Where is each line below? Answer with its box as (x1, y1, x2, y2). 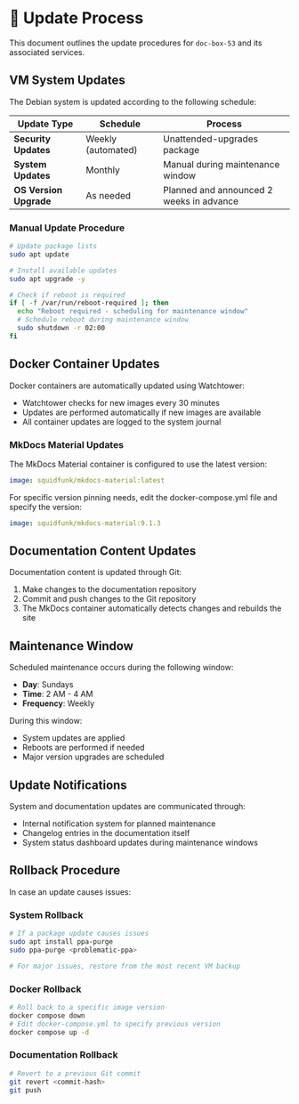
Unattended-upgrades (163, 133, 258, 145)
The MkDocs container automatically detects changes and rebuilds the (21, 603, 282, 613)
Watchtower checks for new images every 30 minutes (21, 397, 221, 408)
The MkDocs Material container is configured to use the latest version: (9, 459, 268, 469)
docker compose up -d (9, 1027, 90, 1036)
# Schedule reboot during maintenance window (17, 315, 190, 324)
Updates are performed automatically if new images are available (21, 407, 262, 418)
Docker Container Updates (9, 356, 160, 372)
